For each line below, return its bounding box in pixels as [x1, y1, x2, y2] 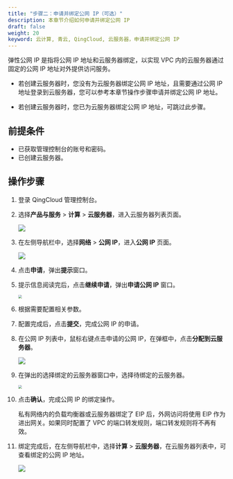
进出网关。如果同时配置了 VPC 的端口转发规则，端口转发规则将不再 [17, 418, 211, 427]
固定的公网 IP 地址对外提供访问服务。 [8, 65, 114, 73]
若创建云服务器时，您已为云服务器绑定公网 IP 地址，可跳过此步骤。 [17, 103, 210, 111]
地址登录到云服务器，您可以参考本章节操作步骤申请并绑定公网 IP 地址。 [17, 88, 222, 96]
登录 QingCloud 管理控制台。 [17, 195, 101, 203]
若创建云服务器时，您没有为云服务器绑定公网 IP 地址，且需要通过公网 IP [17, 79, 223, 87]
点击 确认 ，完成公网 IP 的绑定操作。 [17, 395, 119, 403]
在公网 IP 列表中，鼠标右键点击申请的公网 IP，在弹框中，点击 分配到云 [17, 334, 217, 342]
